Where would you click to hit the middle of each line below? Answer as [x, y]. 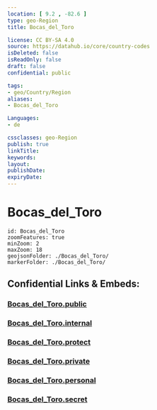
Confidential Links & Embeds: [74, 284]
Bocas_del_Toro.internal [50, 323]
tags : [15, 86]
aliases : [20, 99]
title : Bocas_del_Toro [41, 27]
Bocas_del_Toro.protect [49, 343]
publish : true [28, 144]
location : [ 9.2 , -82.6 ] [47, 14]
